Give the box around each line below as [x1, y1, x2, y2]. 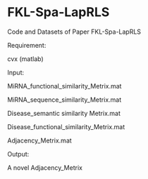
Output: [7, 150, 30, 158]
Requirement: [7, 41, 47, 49]
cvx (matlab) [7, 54, 44, 63]
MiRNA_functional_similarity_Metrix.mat [7, 81, 122, 90]
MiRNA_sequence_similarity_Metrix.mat [7, 95, 122, 104]
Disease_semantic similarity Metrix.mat [7, 109, 121, 117]
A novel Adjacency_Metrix [7, 163, 83, 172]
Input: [7, 68, 25, 77]
